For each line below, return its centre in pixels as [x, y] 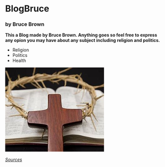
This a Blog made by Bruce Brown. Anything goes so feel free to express [81, 35]
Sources [14, 160]
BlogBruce [27, 9]
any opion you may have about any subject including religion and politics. [82, 40]
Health [19, 61]
